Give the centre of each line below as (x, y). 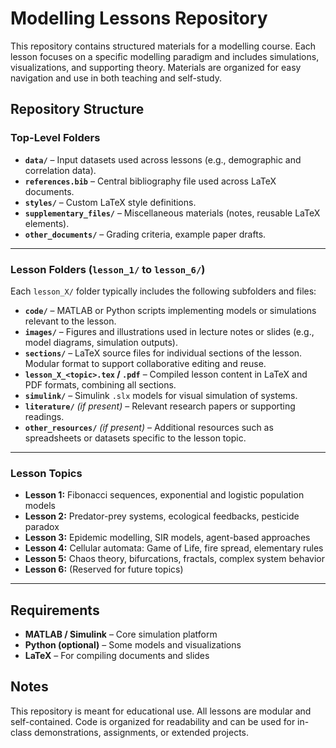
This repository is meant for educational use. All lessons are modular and (161, 711)
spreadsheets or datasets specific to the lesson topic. (135, 438)
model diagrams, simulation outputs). (101, 342)
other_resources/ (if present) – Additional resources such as (149, 427)
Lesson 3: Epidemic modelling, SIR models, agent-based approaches (167, 538)
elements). (47, 223)
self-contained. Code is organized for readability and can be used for (153, 721)
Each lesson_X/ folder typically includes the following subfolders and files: (163, 291)
